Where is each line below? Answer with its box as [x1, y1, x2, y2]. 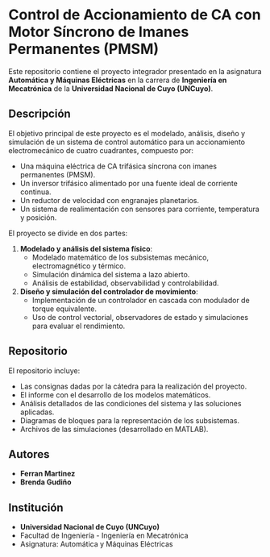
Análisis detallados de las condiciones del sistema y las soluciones [19, 398, 242, 408]
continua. [19, 187, 52, 197]
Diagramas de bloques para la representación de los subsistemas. [19, 415, 240, 425]
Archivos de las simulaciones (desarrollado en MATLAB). [19, 424, 209, 434]
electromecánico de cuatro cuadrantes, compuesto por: [8, 145, 194, 155]
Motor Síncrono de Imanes [8, 23, 189, 41]
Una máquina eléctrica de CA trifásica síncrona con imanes [19, 161, 218, 171]
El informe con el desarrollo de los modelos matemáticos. [19, 389, 211, 400]
